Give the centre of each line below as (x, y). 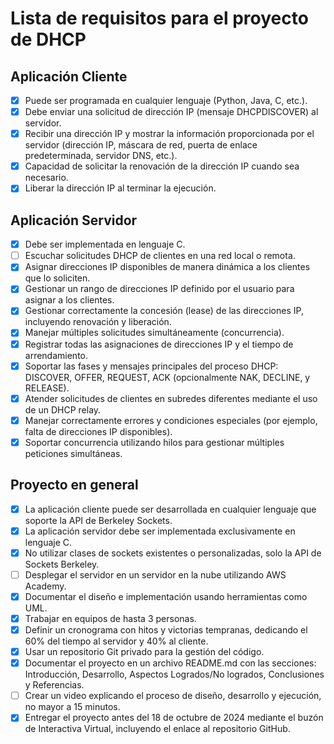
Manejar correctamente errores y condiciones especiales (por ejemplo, (171, 420)
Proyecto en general (74, 485)
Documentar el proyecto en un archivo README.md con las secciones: (170, 663)
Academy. (45, 586)
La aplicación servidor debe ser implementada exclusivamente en (160, 531)
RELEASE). (47, 388)
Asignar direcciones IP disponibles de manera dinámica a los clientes (167, 267)
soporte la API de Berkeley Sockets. (98, 520)
